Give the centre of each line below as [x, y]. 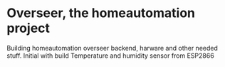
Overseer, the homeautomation [101, 13]
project [28, 28]
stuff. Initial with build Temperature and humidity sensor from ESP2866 [110, 56]
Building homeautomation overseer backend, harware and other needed [112, 48]
